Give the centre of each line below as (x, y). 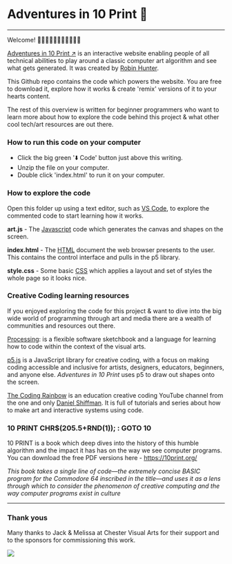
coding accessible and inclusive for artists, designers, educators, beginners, (116, 367)
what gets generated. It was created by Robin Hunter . (83, 68)
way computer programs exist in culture (64, 493)
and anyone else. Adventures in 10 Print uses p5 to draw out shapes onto (111, 374)
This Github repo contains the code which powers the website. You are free (115, 81)
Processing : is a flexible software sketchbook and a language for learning (112, 339)
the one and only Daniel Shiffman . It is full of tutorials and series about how (114, 403)
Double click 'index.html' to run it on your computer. (91, 175)
